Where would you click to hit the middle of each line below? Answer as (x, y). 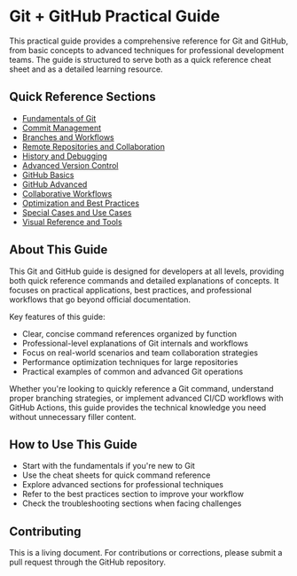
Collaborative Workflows (67, 193)
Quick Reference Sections (83, 97)
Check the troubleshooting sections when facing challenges (132, 503)
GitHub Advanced (55, 184)
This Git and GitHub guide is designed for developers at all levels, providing (147, 271)
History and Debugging (65, 156)
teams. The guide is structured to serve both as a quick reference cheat (141, 59)
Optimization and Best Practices (81, 203)
